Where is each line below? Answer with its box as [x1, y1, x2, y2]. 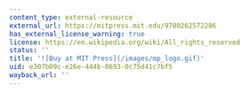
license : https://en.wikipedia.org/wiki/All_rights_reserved [9, 37, 241, 47]
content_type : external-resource [9, 12, 133, 22]
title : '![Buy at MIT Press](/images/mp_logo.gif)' [9, 54, 205, 63]
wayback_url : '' [9, 71, 69, 80]
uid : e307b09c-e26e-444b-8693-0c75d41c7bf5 [9, 63, 173, 72]
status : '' [9, 46, 50, 55]
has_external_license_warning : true [9, 29, 145, 38]
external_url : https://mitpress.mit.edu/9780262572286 [9, 21, 217, 30]
